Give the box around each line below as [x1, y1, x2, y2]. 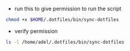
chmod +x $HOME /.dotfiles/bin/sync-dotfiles [5, 17, 119, 23]
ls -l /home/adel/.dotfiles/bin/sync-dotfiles [5, 39, 125, 45]
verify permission [14, 27, 58, 35]
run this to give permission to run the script [14, 5, 122, 12]
